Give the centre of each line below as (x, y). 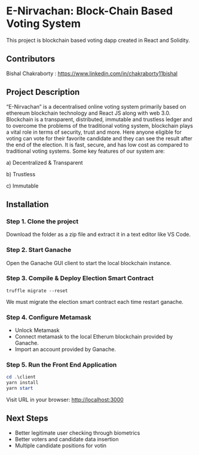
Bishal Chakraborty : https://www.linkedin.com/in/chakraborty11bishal (92, 73)
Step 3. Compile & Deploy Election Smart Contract (80, 278)
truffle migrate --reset (37, 291)
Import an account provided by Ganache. (65, 349)
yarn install (22, 383)
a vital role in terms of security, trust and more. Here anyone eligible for (94, 132)
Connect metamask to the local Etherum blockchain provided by (94, 337)
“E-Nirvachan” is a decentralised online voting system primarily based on (96, 106)
